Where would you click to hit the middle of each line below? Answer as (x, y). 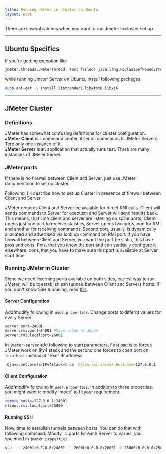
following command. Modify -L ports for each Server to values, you (74, 433)
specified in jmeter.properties (37, 439)
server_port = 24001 (24, 326)
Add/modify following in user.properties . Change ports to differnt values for (83, 312)
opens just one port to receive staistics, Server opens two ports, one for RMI (83, 224)
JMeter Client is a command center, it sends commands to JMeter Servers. (82, 138)
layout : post (19, 14)
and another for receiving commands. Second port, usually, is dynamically (81, 229)
